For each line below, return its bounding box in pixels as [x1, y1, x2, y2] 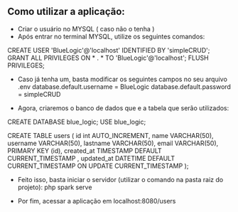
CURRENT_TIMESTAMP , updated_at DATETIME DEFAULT [7, 154, 175, 162]
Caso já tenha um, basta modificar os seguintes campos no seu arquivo [17, 75, 227, 83]
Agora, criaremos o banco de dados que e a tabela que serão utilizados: [17, 103, 229, 112]
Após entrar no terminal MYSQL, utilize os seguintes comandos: [17, 32, 205, 41]
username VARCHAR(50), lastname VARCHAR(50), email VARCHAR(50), [7, 139, 219, 147]
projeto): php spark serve [17, 183, 92, 191]
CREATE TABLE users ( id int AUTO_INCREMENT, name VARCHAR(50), [7, 131, 215, 139]
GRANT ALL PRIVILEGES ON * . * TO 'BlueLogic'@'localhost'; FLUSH [7, 53, 209, 62]
